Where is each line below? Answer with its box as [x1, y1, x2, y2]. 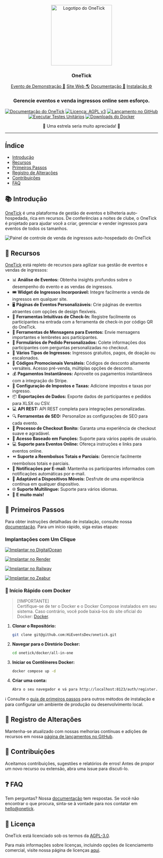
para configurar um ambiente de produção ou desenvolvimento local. [5, 701, 144, 707]
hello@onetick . [5, 806, 35, 812]
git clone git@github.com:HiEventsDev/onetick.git [12, 632, 117, 637]
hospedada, [5, 215, 29, 221]
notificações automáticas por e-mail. [12, 471, 86, 477]
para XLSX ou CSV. [12, 401, 51, 406]
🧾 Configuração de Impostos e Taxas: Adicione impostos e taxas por [12, 383, 151, 389]
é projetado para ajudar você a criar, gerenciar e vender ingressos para [5, 221, 148, 227]
